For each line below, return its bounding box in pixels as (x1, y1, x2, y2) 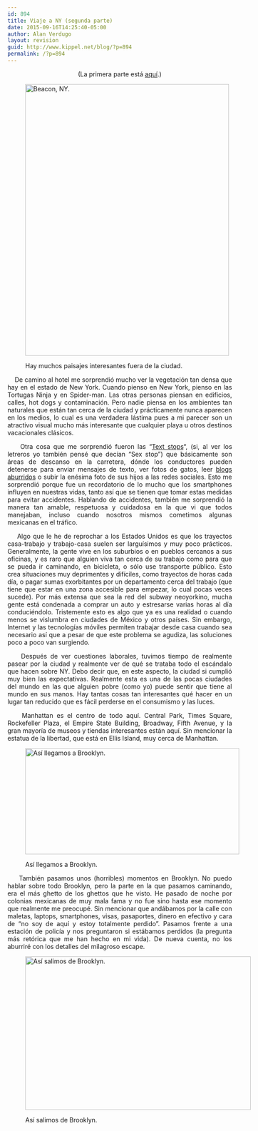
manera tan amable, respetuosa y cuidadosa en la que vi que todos (7, 502, 232, 511)
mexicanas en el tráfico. (7, 518, 78, 527)
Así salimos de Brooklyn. (25, 1115, 98, 1124)
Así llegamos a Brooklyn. (25, 860, 98, 868)
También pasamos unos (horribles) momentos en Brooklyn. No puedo (19, 873, 232, 882)
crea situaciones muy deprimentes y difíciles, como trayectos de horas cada (7, 569, 232, 578)
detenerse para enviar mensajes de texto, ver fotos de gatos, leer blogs (7, 465, 232, 473)
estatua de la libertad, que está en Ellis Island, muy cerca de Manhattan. (7, 734, 219, 742)
